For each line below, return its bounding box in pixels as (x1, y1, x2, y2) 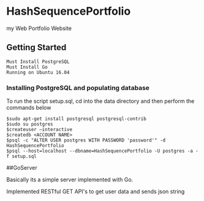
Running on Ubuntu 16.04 (6, 69, 70, 75)
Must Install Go (6, 64, 48, 70)
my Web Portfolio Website (6, 25, 72, 32)
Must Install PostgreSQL (6, 58, 70, 65)
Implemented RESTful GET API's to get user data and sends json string (6, 188, 185, 195)
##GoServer (6, 164, 38, 172)
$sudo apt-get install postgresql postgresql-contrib (6, 116, 147, 122)
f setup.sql (6, 153, 37, 160)
